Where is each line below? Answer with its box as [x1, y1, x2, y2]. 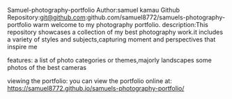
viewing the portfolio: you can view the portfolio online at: [7, 77, 172, 85]
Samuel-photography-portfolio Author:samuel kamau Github [7, 6, 180, 14]
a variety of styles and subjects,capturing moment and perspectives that [7, 35, 216, 44]
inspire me [7, 43, 38, 51]
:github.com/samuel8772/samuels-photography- [85, 13, 225, 21]
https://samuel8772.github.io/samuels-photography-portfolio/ [7, 84, 185, 92]
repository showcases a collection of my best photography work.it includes [7, 28, 224, 36]
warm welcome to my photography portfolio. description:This [32, 21, 209, 28]
